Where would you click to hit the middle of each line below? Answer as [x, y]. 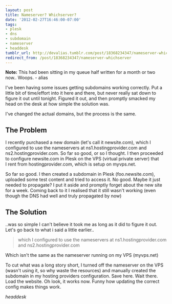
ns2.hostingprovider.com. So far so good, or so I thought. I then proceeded [84, 153]
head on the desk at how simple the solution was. [58, 104]
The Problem [26, 130]
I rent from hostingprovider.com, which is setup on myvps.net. [71, 164]
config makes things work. [33, 287]
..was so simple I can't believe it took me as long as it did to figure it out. [81, 224]
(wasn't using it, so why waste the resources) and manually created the [81, 270]
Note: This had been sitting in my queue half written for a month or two [80, 72]
